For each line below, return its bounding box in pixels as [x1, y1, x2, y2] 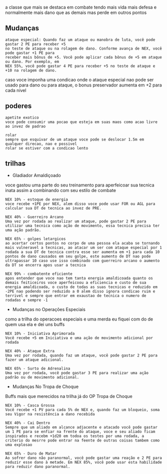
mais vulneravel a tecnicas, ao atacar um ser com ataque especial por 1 [5, 245, 162, 250]
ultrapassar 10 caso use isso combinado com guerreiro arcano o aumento [5, 258, 160, 263]
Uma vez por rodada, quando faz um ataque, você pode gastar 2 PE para [5, 353, 157, 358]
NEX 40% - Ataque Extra [5, 348, 55, 354]
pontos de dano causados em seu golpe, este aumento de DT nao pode [5, 254, 151, 259]
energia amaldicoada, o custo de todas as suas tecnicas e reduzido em [5, 284, 157, 289]
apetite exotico [5, 115, 39, 120]
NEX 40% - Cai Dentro [5, 420, 50, 425]
